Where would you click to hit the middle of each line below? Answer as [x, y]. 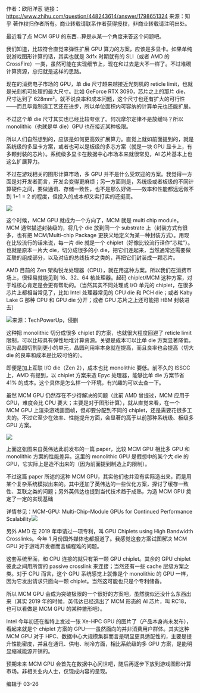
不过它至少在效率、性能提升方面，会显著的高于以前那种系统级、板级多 [108, 418]
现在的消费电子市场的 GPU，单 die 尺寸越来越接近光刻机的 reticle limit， [94, 84]
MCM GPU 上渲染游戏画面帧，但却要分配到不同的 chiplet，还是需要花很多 [97, 410]
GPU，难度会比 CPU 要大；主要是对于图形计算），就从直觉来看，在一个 [93, 403]
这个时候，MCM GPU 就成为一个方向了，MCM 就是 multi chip [82, 220]
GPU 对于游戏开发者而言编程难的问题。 [54, 546]
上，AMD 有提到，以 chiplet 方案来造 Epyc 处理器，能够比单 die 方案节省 [95, 375]
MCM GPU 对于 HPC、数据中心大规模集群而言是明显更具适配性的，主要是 [96, 636]
